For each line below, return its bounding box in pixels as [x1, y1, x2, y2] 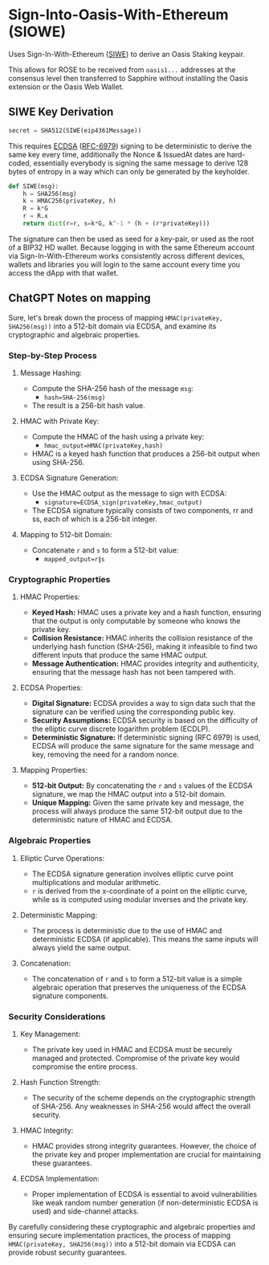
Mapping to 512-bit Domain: [19, 529, 112, 539]
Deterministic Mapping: [19, 910, 98, 920]
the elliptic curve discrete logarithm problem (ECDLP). [31, 724, 211, 734]
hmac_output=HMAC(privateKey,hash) [43, 442, 163, 450]
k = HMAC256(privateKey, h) [22, 197, 116, 206]
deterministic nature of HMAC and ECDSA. [31, 815, 173, 825]
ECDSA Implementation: [19, 1173, 100, 1183]
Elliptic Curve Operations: [19, 853, 105, 863]
